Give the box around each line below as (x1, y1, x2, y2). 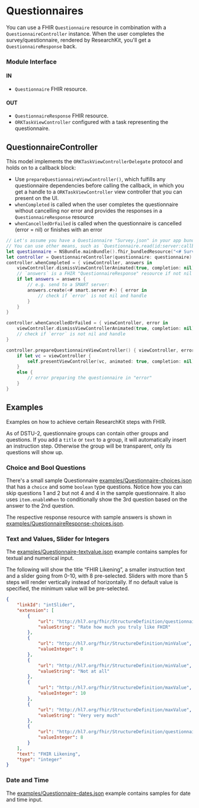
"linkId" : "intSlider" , (17, 602, 76, 608)
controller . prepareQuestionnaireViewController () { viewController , (6, 347, 179, 353)
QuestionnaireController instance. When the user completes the (6, 30, 165, 37)
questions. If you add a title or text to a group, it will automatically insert (6, 436, 187, 443)
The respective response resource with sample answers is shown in (6, 514, 172, 521)
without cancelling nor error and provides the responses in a (14, 207, 163, 214)
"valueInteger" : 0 (37, 646, 84, 652)
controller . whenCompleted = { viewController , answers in (6, 259, 152, 265)
